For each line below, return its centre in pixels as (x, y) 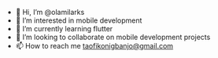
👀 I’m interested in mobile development (79, 20)
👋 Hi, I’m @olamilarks (50, 12)
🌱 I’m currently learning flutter (64, 29)
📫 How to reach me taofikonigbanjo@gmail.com (94, 46)
